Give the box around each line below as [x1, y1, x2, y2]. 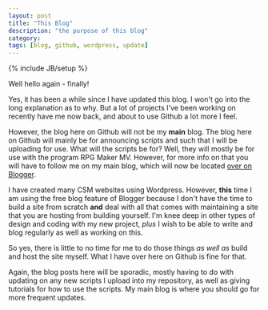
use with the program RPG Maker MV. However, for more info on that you [8, 153, 249, 163]
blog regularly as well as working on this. [8, 227, 143, 237]
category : [8, 34, 42, 42]
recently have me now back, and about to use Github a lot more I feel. [8, 111, 238, 121]
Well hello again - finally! [8, 79, 90, 89]
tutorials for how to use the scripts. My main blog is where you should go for [8, 284, 260, 294]
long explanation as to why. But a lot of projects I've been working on [8, 103, 236, 113]
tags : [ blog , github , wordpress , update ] [8, 42, 149, 50]
